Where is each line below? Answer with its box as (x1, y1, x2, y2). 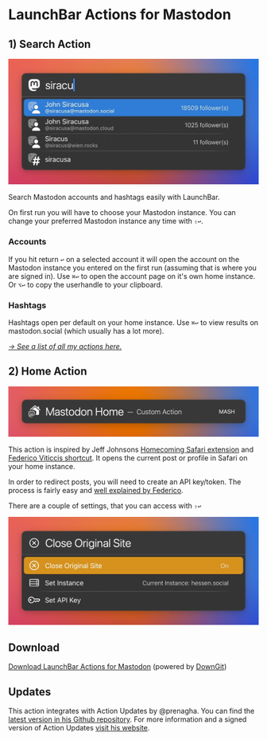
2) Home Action (8, 365, 87, 378)
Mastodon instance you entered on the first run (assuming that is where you (8, 263, 257, 272)
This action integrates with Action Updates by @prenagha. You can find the (8, 706, 255, 715)
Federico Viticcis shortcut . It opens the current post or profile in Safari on (8, 453, 248, 463)
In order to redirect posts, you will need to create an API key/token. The (8, 477, 242, 487)
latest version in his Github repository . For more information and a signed (8, 715, 247, 724)
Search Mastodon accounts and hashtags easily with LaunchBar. (8, 193, 220, 202)
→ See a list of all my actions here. (8, 342, 122, 351)
